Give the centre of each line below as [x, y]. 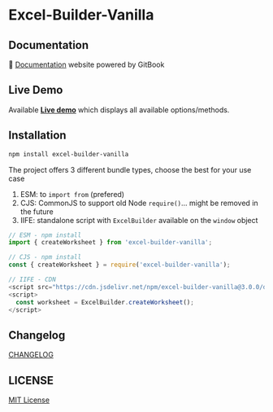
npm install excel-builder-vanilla [69, 154]
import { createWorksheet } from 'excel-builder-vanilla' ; [110, 243]
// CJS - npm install [45, 257]
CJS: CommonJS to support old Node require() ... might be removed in [139, 203]
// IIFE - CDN [32, 279]
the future [37, 211]
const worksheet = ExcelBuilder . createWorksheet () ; [105, 302]
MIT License [29, 400]
